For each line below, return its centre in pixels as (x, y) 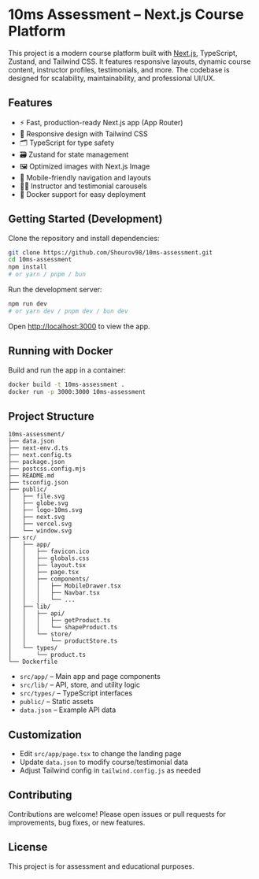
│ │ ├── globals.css (49, 558)
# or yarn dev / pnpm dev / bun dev (68, 311)
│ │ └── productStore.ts (63, 641)
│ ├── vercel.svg (40, 524)
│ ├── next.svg (37, 517)
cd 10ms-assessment (40, 260)
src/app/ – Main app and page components (90, 677)
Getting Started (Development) (85, 219)
